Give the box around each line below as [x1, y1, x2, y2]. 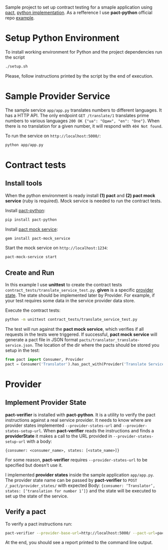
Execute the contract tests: [5, 307, 61, 313]
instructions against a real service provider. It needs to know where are [5, 417, 151, 423]
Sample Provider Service [5, 91, 110, 102]
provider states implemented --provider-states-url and [5, 422, 121, 428]
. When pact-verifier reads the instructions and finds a [40, 427, 154, 433]
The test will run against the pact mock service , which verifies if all [5, 326, 144, 332]
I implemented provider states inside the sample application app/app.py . [5, 471, 154, 477]
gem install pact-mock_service [5, 236, 70, 241]
